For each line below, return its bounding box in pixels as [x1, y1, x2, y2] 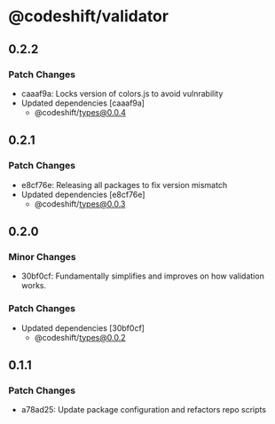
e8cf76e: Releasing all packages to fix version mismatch [20, 179, 228, 190]
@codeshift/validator [8, 6, 169, 27]
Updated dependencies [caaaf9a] [20, 98, 145, 108]
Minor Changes [8, 250, 76, 263]
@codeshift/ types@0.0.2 [34, 332, 126, 342]
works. [20, 280, 46, 291]
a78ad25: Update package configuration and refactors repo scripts [20, 404, 267, 415]
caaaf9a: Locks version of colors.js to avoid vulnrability [20, 88, 224, 98]
